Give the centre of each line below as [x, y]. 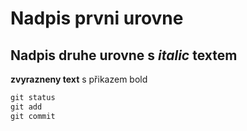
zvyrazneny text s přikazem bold [79, 79]
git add [26, 107]
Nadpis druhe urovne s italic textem [124, 55]
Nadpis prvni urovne [97, 18]
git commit [33, 116]
